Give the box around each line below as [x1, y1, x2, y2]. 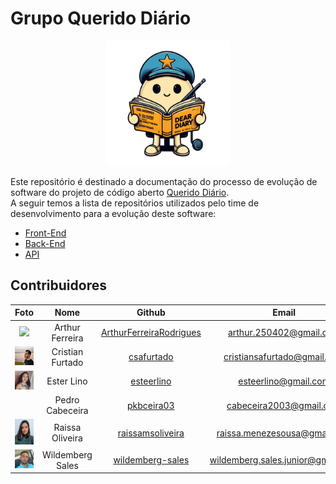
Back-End [24, 237, 66, 249]
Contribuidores [10, 277, 107, 294]
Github [136, 307, 166, 319]
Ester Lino [46, 375, 88, 387]
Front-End [24, 227, 67, 239]
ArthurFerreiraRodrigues [100, 327, 202, 338]
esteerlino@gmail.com [238, 375, 330, 387]
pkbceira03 [127, 399, 175, 411]
